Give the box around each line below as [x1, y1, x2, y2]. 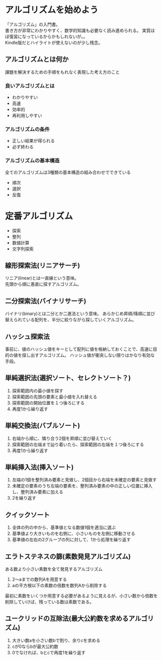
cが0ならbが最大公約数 [12, 643, 59, 649]
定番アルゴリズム [5, 210, 73, 222]
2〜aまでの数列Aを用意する [12, 576, 67, 582]
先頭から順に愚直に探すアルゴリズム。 [5, 281, 81, 287]
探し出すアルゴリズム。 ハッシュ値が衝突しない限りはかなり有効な [21, 352, 155, 358]
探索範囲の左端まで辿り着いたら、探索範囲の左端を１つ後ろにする [12, 441, 144, 447]
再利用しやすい [12, 113, 42, 119]
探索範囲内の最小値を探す [12, 387, 64, 394]
